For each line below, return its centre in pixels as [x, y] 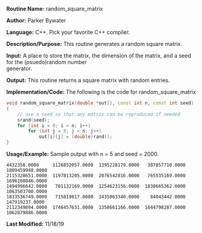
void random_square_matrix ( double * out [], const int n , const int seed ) [100, 103]
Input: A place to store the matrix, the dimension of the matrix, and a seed [99, 56]
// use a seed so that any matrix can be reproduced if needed [99, 114]
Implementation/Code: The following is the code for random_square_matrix [101, 92]
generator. [19, 68]
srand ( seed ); [34, 120]
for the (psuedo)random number [47, 62]
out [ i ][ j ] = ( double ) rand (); [76, 137]
